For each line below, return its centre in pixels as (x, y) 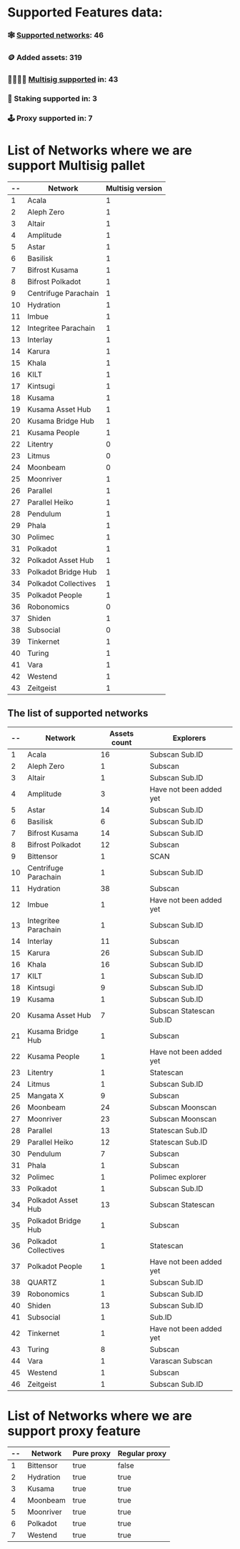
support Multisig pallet (76, 165)
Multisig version (134, 188)
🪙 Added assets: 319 (45, 58)
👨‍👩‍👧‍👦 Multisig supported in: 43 (63, 79)
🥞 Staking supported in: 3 (52, 99)
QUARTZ (42, 1282)
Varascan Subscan (181, 1360)
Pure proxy (91, 1453)
